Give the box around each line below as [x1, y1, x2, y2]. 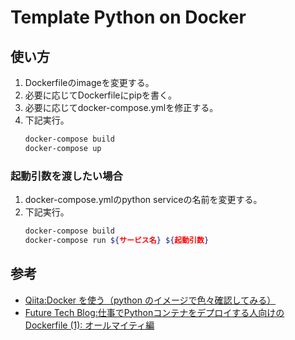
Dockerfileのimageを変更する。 [24, 77, 155, 88]
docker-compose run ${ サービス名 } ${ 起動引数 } [24, 235, 210, 245]
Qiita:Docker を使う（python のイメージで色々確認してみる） [24, 294, 277, 306]
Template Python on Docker [10, 6, 247, 29]
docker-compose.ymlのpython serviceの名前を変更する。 [24, 194, 263, 206]
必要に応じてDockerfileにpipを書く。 [24, 89, 177, 101]
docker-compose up [24, 143, 102, 153]
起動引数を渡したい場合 [10, 169, 123, 183]
